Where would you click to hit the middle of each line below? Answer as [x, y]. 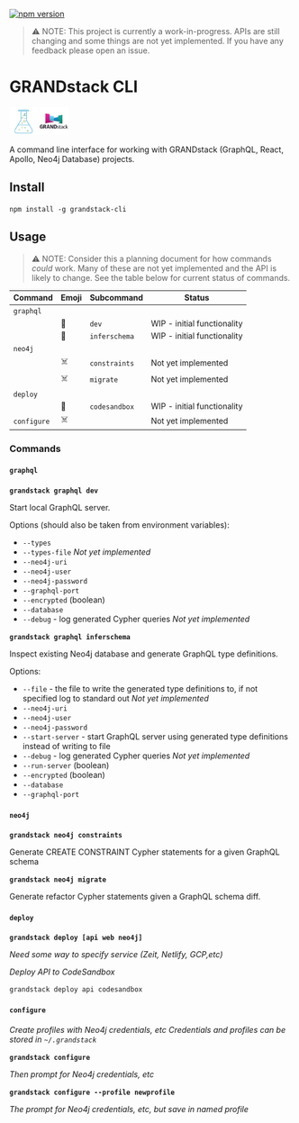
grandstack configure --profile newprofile [92, 1092]
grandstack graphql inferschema [70, 637]
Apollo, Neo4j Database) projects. [72, 158]
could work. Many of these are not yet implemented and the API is [154, 268]
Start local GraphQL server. [60, 507]
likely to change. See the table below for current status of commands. [161, 277]
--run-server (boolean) [66, 765]
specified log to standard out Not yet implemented [116, 698]
